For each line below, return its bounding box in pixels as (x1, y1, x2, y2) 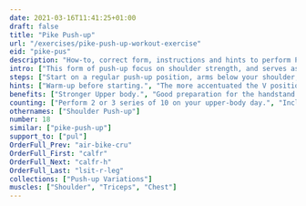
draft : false (9, 22, 59, 31)
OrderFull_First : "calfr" (9, 149, 107, 158)
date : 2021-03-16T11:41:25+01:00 (9, 13, 137, 23)
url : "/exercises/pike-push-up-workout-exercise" (9, 38, 202, 48)
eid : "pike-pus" (9, 47, 71, 57)
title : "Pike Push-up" (9, 30, 96, 39)
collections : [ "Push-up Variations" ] (9, 174, 153, 183)
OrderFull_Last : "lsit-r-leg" (9, 166, 125, 175)
